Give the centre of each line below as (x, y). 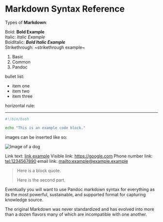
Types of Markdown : (26, 22)
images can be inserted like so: (36, 137)
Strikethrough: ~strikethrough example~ (45, 47)
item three (22, 96)
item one (21, 85)
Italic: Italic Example (25, 37)
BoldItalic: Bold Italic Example (35, 42)
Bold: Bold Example (25, 32)
